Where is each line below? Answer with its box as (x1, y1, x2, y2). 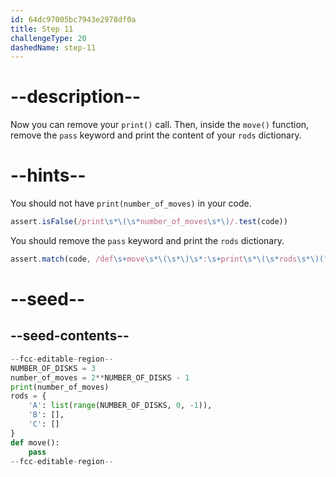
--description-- (10, 86, 142, 108)
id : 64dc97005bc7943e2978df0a (10, 14, 137, 25)
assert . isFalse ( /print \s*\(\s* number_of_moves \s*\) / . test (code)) (10, 217, 288, 227)
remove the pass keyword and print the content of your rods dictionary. (10, 129, 302, 141)
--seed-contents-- (10, 327, 130, 345)
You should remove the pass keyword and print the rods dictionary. (10, 235, 285, 246)
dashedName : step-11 (10, 42, 97, 53)
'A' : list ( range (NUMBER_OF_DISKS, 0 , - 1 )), (28, 401, 213, 411)
